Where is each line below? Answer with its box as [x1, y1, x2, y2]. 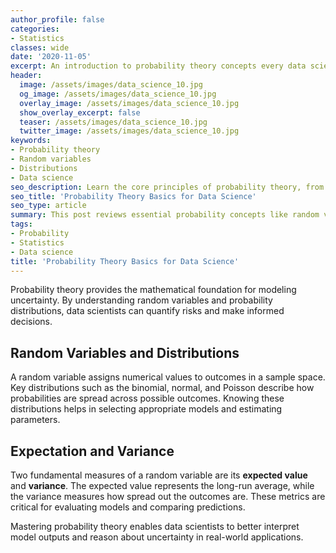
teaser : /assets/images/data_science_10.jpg [19, 117, 208, 127]
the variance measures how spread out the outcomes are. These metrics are [10, 491, 326, 502]
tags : [10, 219, 33, 230]
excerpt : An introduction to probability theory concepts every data [10, 61, 307, 71]
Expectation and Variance [10, 442, 175, 460]
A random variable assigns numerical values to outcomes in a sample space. [10, 371, 326, 383]
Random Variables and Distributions [10, 344, 240, 361]
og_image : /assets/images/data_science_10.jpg [19, 89, 217, 99]
